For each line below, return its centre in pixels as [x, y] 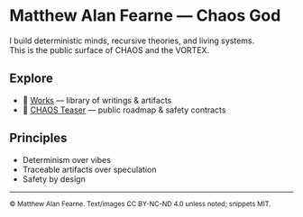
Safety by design [54, 179]
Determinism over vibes [66, 159]
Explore [32, 79]
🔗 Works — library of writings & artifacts [97, 100]
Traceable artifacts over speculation [89, 169]
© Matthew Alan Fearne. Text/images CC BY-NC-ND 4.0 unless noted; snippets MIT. [140, 203]
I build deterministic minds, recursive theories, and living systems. [132, 41]
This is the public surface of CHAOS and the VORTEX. [110, 50]
